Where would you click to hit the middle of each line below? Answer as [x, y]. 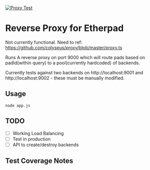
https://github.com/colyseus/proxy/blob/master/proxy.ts [64, 48]
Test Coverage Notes [39, 161]
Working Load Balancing [38, 133]
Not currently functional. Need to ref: [44, 42]
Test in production [31, 139]
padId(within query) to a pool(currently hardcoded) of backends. [73, 63]
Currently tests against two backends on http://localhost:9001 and [74, 72]
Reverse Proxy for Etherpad [65, 28]
